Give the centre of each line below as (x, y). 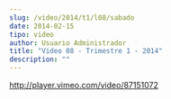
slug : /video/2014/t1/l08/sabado (72, 18)
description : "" (40, 59)
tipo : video (31, 34)
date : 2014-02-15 (42, 26)
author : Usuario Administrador (68, 43)
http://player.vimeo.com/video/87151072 (84, 85)
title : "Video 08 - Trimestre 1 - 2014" (86, 51)
